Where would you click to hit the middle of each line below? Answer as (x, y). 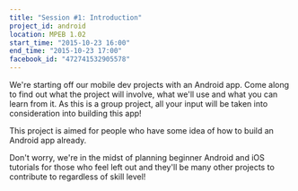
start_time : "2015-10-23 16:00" (70, 43)
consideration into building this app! (75, 113)
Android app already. (48, 140)
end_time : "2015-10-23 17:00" (66, 51)
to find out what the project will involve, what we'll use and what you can (144, 94)
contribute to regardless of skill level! (78, 177)
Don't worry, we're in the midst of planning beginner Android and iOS (137, 157)
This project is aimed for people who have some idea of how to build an (141, 130)
